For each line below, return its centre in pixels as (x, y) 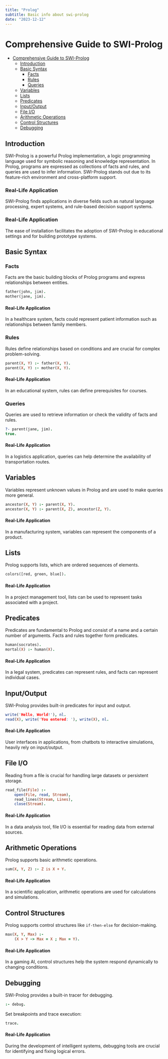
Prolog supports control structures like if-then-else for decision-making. (81, 925)
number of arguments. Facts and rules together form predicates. (72, 635)
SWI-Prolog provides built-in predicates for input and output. (68, 705)
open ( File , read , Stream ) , (43, 795)
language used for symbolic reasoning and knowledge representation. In (80, 161)
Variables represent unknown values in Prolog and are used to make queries (84, 490)
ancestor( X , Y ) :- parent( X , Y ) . (40, 504)
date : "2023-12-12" (26, 19)
